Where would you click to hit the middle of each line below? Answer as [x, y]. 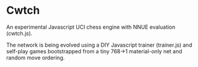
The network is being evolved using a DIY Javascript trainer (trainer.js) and [99, 45]
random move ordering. [36, 57]
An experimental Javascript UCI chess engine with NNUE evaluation [91, 27]
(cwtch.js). [19, 33]
